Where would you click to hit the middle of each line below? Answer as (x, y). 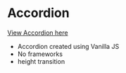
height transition (41, 61)
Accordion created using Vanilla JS (68, 46)
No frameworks (40, 54)
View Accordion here (38, 33)
